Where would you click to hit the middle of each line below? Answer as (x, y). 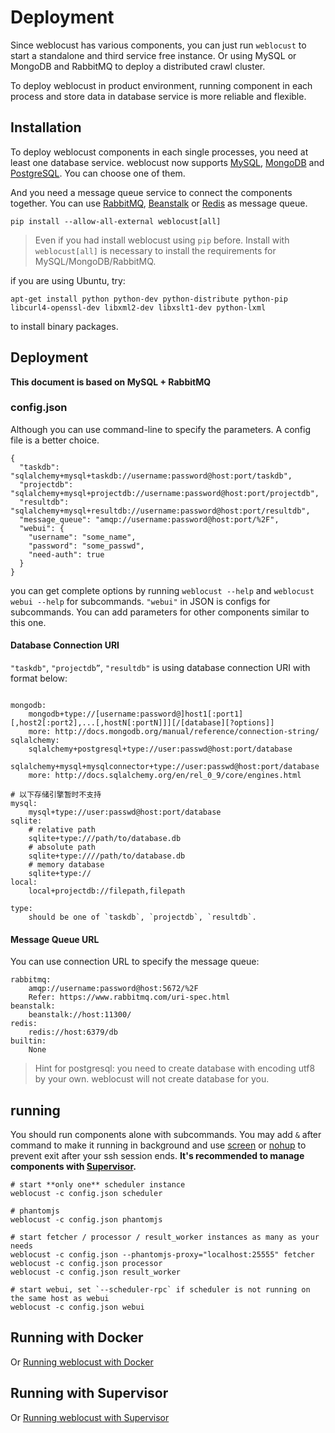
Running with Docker (77, 1337)
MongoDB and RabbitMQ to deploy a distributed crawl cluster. (138, 66)
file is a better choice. (55, 440)
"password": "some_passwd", (86, 546)
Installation (46, 127)
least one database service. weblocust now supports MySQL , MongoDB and (167, 162)
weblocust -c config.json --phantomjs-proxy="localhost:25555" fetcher (162, 1255)
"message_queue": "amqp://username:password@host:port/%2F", (149, 519)
